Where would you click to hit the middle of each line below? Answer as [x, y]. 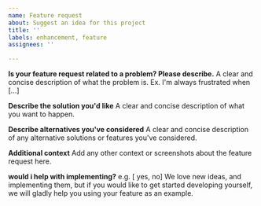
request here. [30, 161]
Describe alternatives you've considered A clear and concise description [129, 130]
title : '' [24, 30]
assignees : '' [31, 45]
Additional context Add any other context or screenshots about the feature [130, 153]
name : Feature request [45, 15]
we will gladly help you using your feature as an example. [101, 193]
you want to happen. [41, 114]
